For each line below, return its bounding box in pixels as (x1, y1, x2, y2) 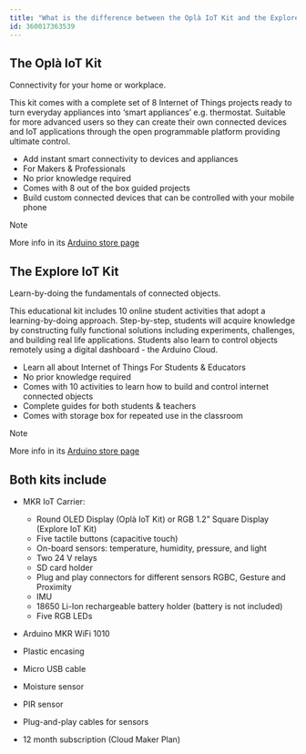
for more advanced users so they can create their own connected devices (9, 117, 287, 127)
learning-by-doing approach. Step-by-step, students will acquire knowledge (9, 315, 296, 326)
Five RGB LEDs (36, 610, 93, 621)
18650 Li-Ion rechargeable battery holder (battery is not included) (36, 600, 283, 611)
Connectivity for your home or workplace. (9, 79, 167, 91)
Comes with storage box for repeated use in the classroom (22, 411, 243, 422)
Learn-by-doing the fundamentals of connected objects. (9, 288, 221, 299)
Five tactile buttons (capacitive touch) (36, 533, 178, 544)
